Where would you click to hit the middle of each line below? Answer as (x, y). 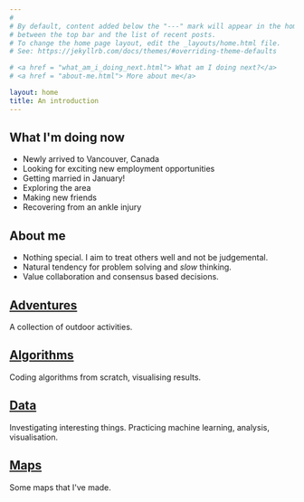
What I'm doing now (67, 138)
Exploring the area (57, 188)
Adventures (43, 305)
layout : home (34, 92)
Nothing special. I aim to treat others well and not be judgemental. (145, 258)
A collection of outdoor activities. (71, 327)
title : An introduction (54, 100)
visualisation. (34, 437)
